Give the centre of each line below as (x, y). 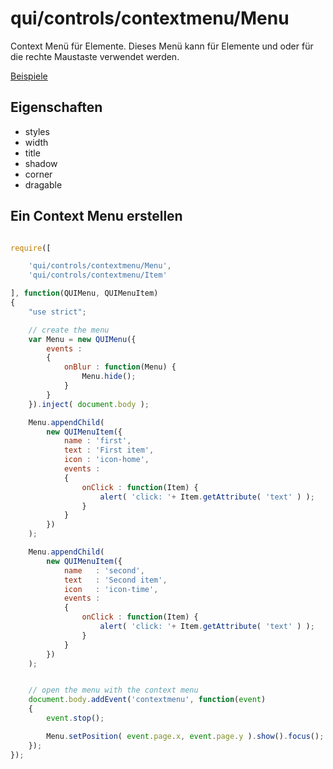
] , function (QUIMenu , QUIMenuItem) (84, 293)
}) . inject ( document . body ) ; (89, 404)
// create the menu (69, 330)
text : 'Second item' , (115, 580)
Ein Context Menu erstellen (96, 216)
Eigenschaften (56, 107)
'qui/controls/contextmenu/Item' (98, 275)
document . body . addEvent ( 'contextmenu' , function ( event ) (147, 700)
